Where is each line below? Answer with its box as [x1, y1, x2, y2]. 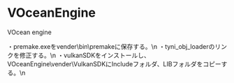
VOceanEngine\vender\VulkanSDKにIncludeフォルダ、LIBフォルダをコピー [7, 59, 221, 68]
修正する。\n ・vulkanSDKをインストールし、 [19, 51, 150, 59]
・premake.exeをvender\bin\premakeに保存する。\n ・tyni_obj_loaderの [7, 42, 215, 50]
